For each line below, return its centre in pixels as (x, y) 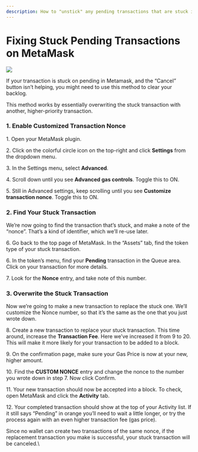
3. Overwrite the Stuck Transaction (57, 293)
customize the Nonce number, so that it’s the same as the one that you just (97, 312)
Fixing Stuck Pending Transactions (93, 40)
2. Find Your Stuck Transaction (51, 212)
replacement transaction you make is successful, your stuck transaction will (98, 437)
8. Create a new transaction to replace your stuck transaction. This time (93, 330)
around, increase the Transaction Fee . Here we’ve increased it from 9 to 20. (99, 336)
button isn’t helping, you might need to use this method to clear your (89, 87)
